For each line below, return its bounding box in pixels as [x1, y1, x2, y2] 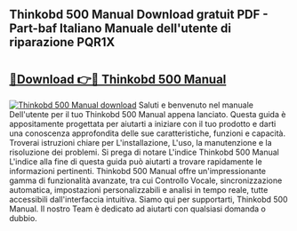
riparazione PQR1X [9, 35, 116, 50]
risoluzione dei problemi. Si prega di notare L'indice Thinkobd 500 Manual [9, 147, 280, 157]
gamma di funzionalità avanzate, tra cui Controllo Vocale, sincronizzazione [9, 175, 283, 186]
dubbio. [9, 213, 37, 223]
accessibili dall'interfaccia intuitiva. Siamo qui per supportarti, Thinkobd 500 [9, 195, 288, 204]
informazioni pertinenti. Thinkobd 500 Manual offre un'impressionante [9, 166, 267, 176]
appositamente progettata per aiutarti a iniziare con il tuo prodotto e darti [9, 119, 277, 129]
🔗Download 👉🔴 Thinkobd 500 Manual [9, 71, 227, 87]
